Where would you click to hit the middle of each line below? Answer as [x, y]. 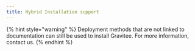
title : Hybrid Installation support [53, 12]
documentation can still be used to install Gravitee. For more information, [97, 36]
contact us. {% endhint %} [40, 42]
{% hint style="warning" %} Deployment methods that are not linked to [95, 29]
